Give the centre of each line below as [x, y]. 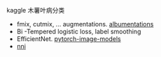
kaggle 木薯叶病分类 [36, 10]
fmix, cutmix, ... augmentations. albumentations [85, 24]
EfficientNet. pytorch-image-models [69, 39]
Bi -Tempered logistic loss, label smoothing [79, 31]
